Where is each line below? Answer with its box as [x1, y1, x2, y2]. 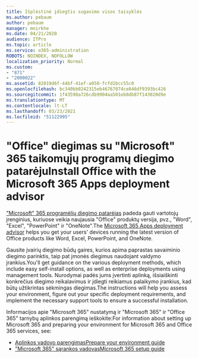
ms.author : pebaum [6, 14, 52, 20]
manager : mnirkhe [6, 25, 49, 32]
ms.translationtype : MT [6, 97, 65, 103]
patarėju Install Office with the [6, 165, 156, 178]
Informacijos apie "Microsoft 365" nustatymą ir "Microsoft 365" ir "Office [6, 309, 186, 316]
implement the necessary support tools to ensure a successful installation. [6, 297, 188, 304]
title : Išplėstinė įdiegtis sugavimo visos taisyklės [6, 8, 143, 15]
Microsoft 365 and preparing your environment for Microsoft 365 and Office [6, 321, 192, 328]
